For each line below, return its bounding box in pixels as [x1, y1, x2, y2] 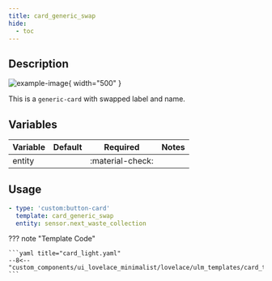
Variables [8, 117, 58, 131]
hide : [8, 19, 27, 28]
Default [53, 142, 83, 152]
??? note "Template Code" [8, 234, 96, 244]
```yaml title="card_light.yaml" [8, 249, 121, 258]
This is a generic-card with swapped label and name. [8, 94, 186, 104]
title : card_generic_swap [8, 11, 96, 20]
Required [104, 142, 140, 152]
